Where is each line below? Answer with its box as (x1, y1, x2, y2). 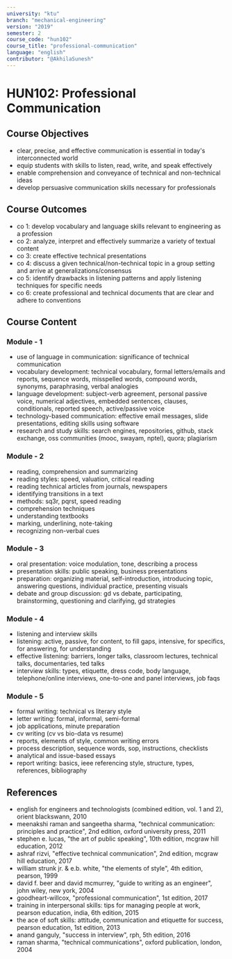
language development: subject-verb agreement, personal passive (16, 390, 208, 398)
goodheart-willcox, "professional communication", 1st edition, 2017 (16, 894, 208, 902)
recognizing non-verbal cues (16, 526, 100, 534)
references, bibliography (16, 766, 88, 775)
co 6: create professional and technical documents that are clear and (16, 288, 215, 296)
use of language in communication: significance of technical (16, 353, 190, 361)
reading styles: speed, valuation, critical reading (16, 475, 154, 483)
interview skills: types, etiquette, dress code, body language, (16, 667, 191, 675)
